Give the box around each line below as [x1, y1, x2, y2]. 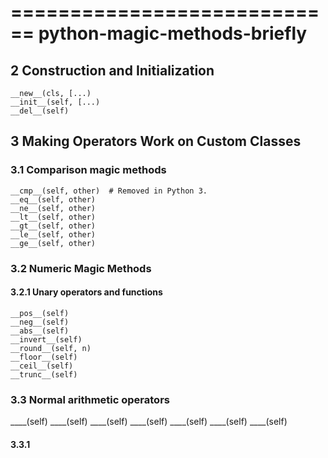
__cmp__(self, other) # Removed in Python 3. [10, 186, 208, 196]
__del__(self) [10, 106, 70, 116]
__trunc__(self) [10, 369, 78, 380]
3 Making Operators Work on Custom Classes [10, 133, 302, 150]
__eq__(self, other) [10, 194, 97, 205]
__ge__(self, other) [10, 238, 97, 248]
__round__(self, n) [10, 343, 92, 353]
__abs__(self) [10, 326, 70, 336]
